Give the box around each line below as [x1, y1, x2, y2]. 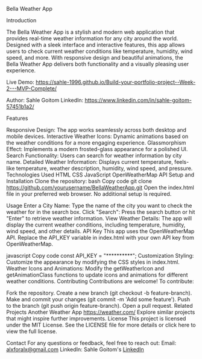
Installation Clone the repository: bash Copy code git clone [6, 178, 153, 184]
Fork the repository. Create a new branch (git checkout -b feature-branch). [6, 289, 192, 296]
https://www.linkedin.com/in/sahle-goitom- [84, 96, 192, 104]
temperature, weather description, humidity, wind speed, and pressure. [16, 165, 193, 172]
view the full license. [6, 328, 57, 335]
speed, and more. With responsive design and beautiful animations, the [6, 54, 183, 61]
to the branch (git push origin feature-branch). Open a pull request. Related [6, 302, 193, 309]
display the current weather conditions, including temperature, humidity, [6, 221, 186, 228]
